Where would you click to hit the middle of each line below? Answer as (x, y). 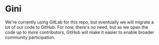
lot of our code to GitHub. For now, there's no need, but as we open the (77, 27)
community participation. (30, 37)
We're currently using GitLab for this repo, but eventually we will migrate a (79, 22)
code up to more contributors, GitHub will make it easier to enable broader (80, 32)
